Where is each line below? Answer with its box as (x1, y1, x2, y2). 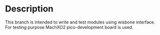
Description (5, 3, 54, 14)
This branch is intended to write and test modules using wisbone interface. (5, 19, 156, 25)
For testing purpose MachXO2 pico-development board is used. (5, 24, 134, 30)
